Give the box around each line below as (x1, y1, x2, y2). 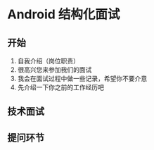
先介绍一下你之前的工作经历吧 (17, 83, 104, 92)
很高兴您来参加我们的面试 (17, 65, 92, 74)
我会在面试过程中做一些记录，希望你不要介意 (17, 75, 148, 82)
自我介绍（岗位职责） (17, 57, 79, 65)
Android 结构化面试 (7, 6, 120, 23)
